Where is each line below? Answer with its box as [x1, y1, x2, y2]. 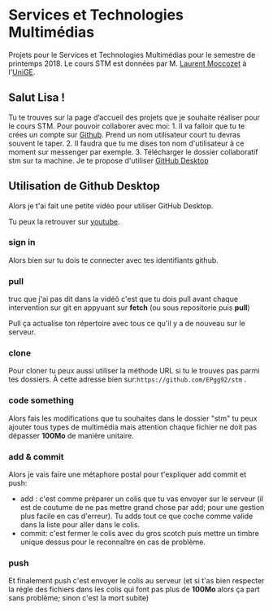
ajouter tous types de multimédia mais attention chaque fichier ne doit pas [8, 421, 258, 432]
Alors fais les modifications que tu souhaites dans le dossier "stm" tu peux [8, 413, 258, 423]
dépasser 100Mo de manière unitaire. [8, 430, 134, 440]
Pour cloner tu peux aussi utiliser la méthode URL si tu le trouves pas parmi [8, 366, 260, 376]
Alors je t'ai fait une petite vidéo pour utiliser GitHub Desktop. [8, 201, 214, 211]
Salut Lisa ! [8, 91, 65, 105]
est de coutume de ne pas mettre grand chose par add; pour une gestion [19, 503, 265, 513]
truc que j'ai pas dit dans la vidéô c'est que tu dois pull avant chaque [8, 295, 238, 304]
